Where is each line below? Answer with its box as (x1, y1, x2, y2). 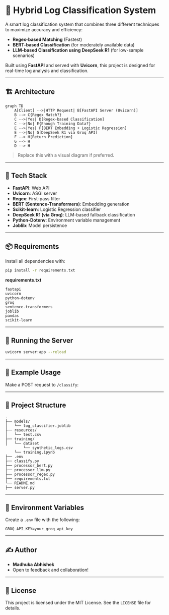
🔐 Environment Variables (5, 503, 84, 512)
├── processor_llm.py (5, 467, 51, 472)
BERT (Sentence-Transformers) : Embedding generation (12, 201, 130, 207)
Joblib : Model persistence (12, 222, 67, 229)
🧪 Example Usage (5, 368, 61, 377)
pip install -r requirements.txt (5, 268, 75, 273)
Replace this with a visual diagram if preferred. (17, 152, 115, 158)
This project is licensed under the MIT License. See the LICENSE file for (5, 600, 151, 605)
